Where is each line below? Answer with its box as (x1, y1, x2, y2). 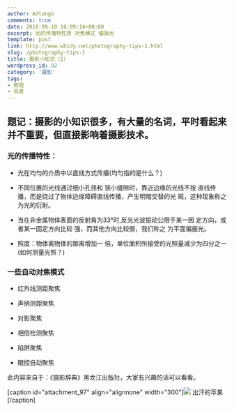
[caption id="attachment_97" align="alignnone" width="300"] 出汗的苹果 (7, 388, 224, 396)
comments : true (7, 17, 52, 24)
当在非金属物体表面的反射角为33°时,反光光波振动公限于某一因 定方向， (17, 216, 221, 224)
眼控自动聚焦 (17, 359, 54, 367)
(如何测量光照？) (17, 248, 65, 256)
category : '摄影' (7, 68, 56, 75)
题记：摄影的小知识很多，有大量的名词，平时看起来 (7, 116, 227, 128)
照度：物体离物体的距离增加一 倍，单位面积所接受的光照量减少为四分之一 (17, 239, 227, 248)
